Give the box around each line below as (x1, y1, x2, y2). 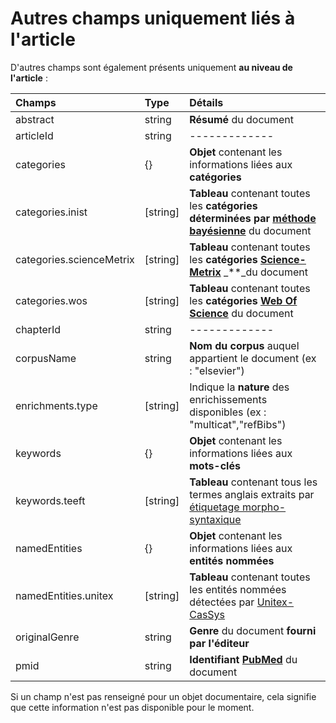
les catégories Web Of (189, 293, 298, 307)
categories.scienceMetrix (15, 252, 135, 266)
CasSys (189, 607, 226, 621)
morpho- (241, 500, 287, 514)
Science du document (189, 306, 294, 320)
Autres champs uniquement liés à (10, 7, 296, 30)
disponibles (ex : (189, 405, 267, 419)
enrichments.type (15, 398, 98, 412)
